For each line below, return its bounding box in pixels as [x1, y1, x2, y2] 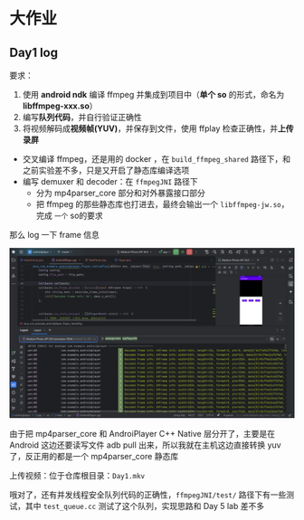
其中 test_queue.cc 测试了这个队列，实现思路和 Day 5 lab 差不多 [24, 500, 265, 511]
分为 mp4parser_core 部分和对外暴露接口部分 [35, 187, 205, 198]
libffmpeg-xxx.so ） [22, 100, 98, 111]
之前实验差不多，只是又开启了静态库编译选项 [22, 165, 190, 175]
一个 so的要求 [53, 210, 104, 221]
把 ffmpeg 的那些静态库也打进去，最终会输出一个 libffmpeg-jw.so [35, 199, 282, 209]
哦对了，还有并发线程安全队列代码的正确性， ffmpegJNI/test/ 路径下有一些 [9, 489, 287, 500]
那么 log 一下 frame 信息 [9, 230, 100, 240]
